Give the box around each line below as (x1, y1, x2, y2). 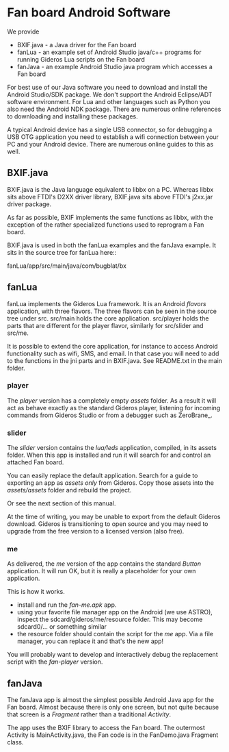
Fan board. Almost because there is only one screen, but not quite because (7, 703, 219, 712)
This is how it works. (7, 588, 65, 596)
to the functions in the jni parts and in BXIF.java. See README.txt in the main (7, 356, 222, 364)
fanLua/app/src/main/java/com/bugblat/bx (7, 262, 126, 270)
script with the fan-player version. (7, 657, 103, 666)
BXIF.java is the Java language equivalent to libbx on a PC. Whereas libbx (7, 185, 214, 193)
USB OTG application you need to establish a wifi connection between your (7, 132, 219, 141)
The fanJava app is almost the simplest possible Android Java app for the (7, 696, 214, 704)
